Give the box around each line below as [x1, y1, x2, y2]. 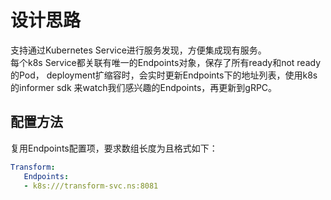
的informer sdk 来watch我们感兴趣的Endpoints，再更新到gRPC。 [10, 81, 278, 93]
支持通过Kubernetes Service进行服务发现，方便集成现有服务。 [10, 44, 267, 56]
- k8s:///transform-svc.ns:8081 [23, 181, 159, 191]
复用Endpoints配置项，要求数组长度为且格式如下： [10, 142, 218, 154]
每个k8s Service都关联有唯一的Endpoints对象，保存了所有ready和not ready [10, 56, 322, 68]
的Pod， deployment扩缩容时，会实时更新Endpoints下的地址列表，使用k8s [10, 69, 318, 81]
